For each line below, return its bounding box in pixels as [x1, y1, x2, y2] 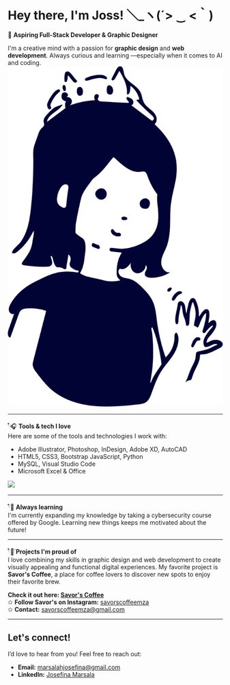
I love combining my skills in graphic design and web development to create [8, 556, 221, 564]
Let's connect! [8, 632, 71, 643]
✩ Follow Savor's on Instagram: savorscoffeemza [8, 598, 149, 606]
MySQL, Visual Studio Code [17, 460, 96, 468]
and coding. [8, 58, 42, 66]
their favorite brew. [8, 577, 61, 586]
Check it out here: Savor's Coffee [8, 591, 104, 599]
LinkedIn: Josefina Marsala [17, 670, 95, 678]
